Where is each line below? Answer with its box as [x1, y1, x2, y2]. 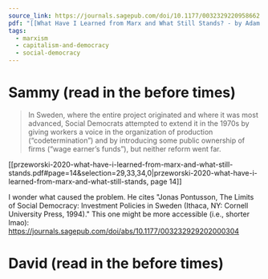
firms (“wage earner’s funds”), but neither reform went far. [27, 144, 222, 153]
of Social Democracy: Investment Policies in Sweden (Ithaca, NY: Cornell [8, 200, 249, 210]
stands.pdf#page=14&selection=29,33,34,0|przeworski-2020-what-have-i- [8, 168, 258, 177]
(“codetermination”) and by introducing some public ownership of [27, 135, 246, 145]
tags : [8, 26, 26, 34]
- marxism [15, 34, 48, 42]
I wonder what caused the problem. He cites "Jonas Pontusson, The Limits [8, 192, 254, 201]
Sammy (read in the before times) [8, 83, 237, 102]
